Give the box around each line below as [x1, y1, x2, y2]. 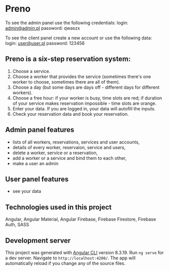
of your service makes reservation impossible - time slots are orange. [12, 100, 157, 106]
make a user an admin [12, 160, 59, 166]
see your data [12, 188, 41, 194]
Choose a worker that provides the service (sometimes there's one [12, 74, 151, 80]
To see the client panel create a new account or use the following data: [5, 35, 152, 41]
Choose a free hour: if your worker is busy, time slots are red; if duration [12, 95, 162, 101]
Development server [5, 236, 71, 245]
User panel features [5, 175, 69, 183]
